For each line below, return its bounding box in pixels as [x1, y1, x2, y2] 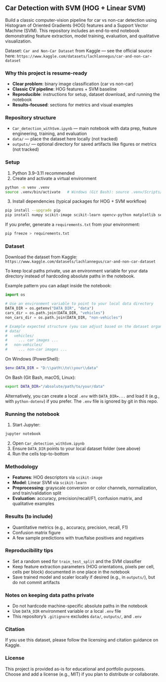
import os [5, 292, 26, 297]
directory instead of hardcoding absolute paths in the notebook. [5, 273, 135, 279]
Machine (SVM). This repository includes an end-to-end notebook [5, 27, 140, 34]
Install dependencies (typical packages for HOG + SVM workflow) [12, 198, 147, 204]
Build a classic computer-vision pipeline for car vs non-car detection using [5, 17, 157, 23]
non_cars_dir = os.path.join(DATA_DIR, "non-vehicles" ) [5, 315, 123, 320]
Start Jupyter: [12, 422, 41, 428]
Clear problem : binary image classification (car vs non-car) [12, 81, 134, 87]
